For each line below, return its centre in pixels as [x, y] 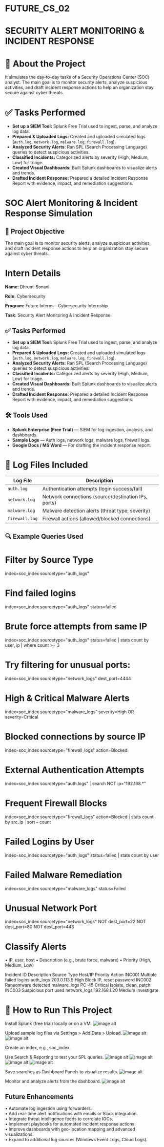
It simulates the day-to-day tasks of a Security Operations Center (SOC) [77, 77]
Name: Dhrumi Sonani [27, 287]
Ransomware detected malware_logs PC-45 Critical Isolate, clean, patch [78, 985]
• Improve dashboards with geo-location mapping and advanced [70, 1129]
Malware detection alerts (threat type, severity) [96, 510]
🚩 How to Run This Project [59, 1010]
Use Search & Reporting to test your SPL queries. [54, 1057]
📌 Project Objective [35, 231]
